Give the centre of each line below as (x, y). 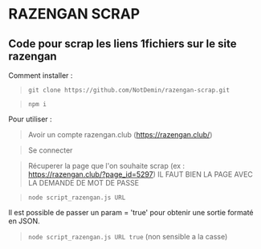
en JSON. (24, 221)
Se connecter (50, 150)
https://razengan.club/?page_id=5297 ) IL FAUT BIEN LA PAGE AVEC (140, 174)
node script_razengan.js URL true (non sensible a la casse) (128, 237)
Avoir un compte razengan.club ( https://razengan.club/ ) (120, 135)
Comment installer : (41, 76)
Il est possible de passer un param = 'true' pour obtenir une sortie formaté (131, 212)
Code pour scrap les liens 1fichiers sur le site (122, 44)
